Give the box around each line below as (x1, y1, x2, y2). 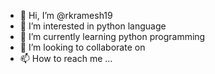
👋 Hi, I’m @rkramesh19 (19, 10, 113, 21)
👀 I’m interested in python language (19, 20, 167, 32)
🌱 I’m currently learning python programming (19, 31, 206, 42)
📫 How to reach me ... (19, 53, 113, 64)
